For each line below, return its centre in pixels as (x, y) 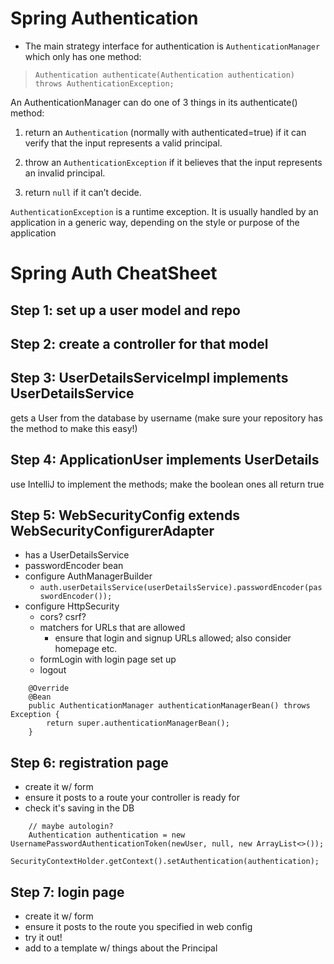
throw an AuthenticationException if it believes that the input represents (173, 162)
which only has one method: (83, 56)
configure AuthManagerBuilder (88, 576)
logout (53, 670)
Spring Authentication (104, 18)
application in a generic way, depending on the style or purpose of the (155, 222)
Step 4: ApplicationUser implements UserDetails (165, 460)
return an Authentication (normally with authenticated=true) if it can (165, 132)
